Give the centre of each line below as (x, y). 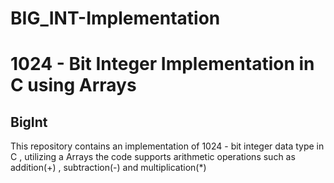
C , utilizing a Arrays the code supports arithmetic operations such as (153, 157)
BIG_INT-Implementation (115, 18)
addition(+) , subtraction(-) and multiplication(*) (108, 168)
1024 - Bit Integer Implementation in (162, 64)
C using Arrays (73, 85)
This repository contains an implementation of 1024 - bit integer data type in (167, 146)
